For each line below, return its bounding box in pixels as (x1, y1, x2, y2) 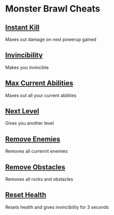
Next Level (5, 107, 39, 116)
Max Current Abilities (5, 79, 74, 88)
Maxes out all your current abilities (5, 92, 77, 98)
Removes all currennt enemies (5, 148, 68, 154)
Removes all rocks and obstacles (5, 176, 73, 182)
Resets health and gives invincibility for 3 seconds (5, 204, 109, 210)
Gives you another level (5, 120, 54, 126)
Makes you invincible (5, 64, 49, 70)
